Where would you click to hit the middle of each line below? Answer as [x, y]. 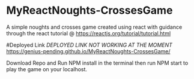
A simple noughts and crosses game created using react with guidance [94, 27]
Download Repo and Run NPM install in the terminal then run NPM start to [97, 63]
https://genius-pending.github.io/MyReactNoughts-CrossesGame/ [88, 51]
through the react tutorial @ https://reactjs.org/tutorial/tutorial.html [89, 33]
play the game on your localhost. [47, 69]
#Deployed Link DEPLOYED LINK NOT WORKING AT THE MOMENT [89, 45]
